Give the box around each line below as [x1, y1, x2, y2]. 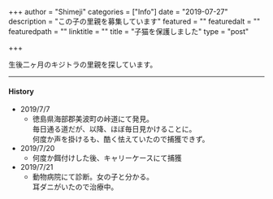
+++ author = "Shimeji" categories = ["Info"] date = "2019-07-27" [8, 7, 228, 16]
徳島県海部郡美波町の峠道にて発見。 [32, 114, 154, 124]
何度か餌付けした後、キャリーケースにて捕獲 [32, 154, 182, 163]
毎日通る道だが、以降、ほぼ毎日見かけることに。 [32, 124, 197, 134]
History [8, 86, 35, 96]
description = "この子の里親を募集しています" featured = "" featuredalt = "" [8, 16, 261, 26]
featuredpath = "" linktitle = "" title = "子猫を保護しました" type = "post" [8, 27, 249, 36]
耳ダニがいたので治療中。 [32, 182, 119, 192]
